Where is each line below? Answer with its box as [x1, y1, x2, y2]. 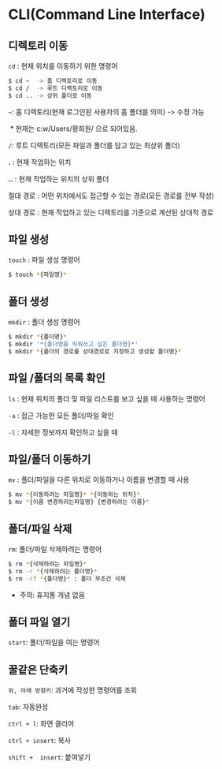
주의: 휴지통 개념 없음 [19, 590, 85, 599]
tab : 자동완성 [8, 702, 49, 711]
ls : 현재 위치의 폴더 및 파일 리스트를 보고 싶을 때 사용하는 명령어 [8, 394, 206, 403]
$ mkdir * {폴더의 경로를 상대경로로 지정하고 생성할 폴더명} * [8, 347, 182, 356]
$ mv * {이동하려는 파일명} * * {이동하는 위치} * [8, 491, 140, 498]
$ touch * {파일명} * [8, 271, 67, 279]
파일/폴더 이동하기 [8, 452, 91, 466]
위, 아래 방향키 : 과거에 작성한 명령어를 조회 [8, 685, 138, 695]
